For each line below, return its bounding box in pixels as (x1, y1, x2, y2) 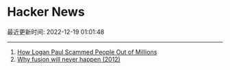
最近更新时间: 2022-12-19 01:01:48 (7, 27, 105, 36)
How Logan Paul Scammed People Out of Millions (16, 47, 157, 56)
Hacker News (7, 4, 86, 20)
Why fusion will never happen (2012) (16, 55, 121, 63)
